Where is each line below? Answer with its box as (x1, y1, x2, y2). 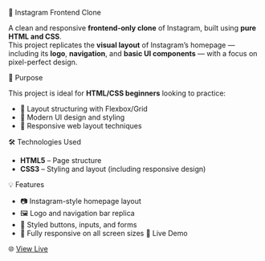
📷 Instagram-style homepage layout (19, 197, 142, 206)
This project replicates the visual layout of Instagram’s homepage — (8, 40, 235, 50)
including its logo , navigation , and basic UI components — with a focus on (8, 49, 258, 58)
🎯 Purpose (8, 73, 43, 82)
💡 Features (8, 180, 45, 189)
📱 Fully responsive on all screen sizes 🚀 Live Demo (19, 229, 188, 238)
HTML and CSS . (8, 32, 62, 41)
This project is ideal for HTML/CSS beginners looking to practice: (8, 88, 226, 98)
